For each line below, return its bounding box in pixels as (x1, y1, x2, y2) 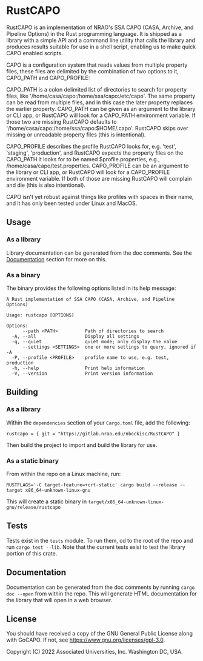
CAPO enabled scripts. (6, 49, 63, 56)
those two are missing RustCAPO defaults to (6, 118, 117, 125)
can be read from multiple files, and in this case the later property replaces (6, 98, 193, 106)
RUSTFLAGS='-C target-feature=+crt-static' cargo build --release (6, 481, 178, 488)
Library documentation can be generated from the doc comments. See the (6, 249, 192, 257)
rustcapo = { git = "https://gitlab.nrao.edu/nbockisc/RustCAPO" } (6, 431, 181, 437)
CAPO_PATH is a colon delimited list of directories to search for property (6, 86, 187, 93)
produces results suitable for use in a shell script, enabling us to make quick (6, 43, 196, 50)
